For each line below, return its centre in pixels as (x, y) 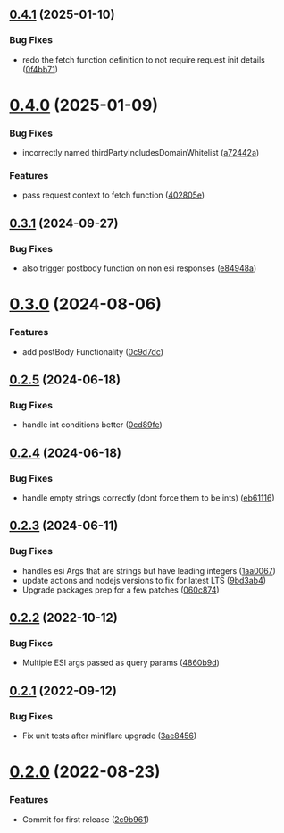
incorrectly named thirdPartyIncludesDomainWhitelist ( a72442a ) (141, 153)
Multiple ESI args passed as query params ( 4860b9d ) (121, 663)
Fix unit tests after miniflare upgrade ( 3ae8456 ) (109, 736)
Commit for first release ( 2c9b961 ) (86, 819)
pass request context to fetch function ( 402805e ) (113, 195)
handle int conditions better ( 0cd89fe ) (92, 425)
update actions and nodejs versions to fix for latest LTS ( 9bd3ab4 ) (144, 580)
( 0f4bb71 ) (40, 69)
